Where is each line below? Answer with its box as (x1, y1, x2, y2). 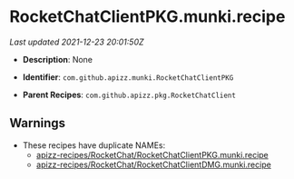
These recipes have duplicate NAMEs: (22, 139, 166, 151)
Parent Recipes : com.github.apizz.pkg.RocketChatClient (22, 89, 236, 100)
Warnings (9, 115, 66, 131)
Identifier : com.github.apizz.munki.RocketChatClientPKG (22, 71, 234, 83)
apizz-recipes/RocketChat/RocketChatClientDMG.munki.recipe (35, 159, 272, 170)
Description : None (22, 54, 93, 65)
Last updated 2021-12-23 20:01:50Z (9, 36, 144, 47)
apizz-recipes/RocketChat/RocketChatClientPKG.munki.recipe (35, 149, 269, 160)
